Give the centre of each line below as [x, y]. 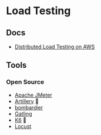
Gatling [23, 114]
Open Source [25, 82]
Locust [23, 126]
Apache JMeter [33, 95]
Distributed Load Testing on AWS [55, 47]
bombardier [29, 107]
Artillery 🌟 [27, 101]
